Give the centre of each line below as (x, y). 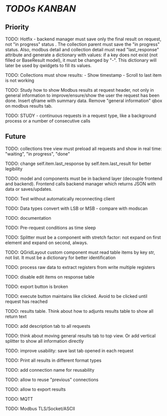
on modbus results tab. (29, 106)
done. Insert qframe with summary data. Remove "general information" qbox (84, 101)
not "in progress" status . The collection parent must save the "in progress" (83, 44)
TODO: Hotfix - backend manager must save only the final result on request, (83, 39)
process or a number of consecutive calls (48, 121)
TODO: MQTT (19, 399)
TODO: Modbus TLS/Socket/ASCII (40, 409)
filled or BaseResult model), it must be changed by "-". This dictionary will (81, 60)
